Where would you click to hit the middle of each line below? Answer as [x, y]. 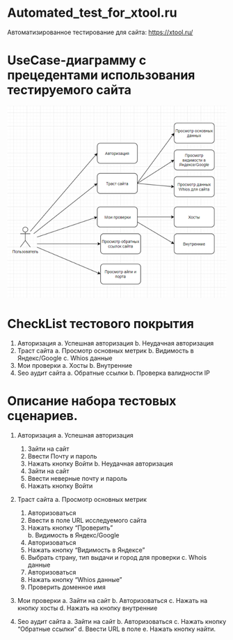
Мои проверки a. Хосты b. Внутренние [75, 365]
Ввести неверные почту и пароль [77, 478]
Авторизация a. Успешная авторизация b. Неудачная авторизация [115, 343]
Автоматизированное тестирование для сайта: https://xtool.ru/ [100, 32]
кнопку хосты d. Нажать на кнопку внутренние [87, 608]
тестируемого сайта [70, 90]
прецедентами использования [101, 75]
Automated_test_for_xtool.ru [92, 13]
